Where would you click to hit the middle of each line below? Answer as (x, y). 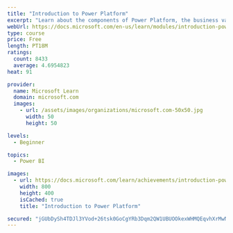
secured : (20, 219)
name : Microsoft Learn (46, 91)
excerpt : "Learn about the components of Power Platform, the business (113, 20)
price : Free (24, 40)
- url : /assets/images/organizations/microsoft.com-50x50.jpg (111, 111)
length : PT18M (28, 46)
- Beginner (29, 142)
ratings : (20, 53)
